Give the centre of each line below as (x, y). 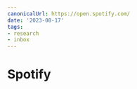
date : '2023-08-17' (36, 20)
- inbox (19, 40)
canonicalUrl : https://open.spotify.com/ (69, 14)
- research (23, 33)
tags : (15, 27)
